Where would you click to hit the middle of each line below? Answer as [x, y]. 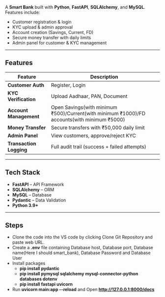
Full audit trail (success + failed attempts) [98, 146]
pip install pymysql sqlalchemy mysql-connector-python [79, 274]
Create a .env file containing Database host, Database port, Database [82, 248]
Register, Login [68, 85]
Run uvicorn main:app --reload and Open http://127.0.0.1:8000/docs [83, 290]
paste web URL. [28, 242]
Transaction [22, 143]
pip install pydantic [40, 268]
